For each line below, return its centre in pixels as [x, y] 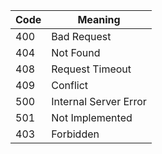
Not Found [76, 52]
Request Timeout [91, 69]
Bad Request [81, 36]
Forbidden [75, 134]
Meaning [99, 19]
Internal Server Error [99, 101]
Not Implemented [92, 117]
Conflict [70, 85]
